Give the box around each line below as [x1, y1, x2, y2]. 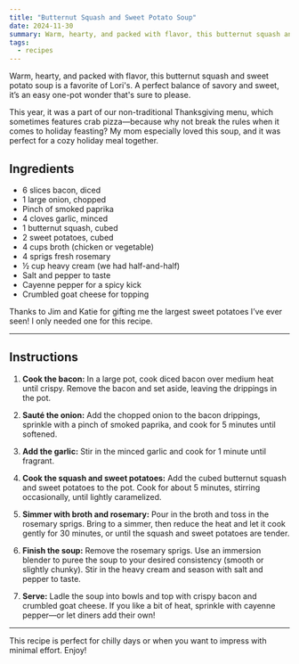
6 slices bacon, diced [21, 184, 101, 195]
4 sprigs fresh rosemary [21, 250, 111, 261]
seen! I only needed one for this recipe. [9, 316, 153, 326]
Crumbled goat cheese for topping [21, 289, 149, 299]
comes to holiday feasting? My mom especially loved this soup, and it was [9, 126, 281, 136]
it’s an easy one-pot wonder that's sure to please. [9, 90, 191, 101]
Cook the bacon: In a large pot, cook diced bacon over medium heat [21, 373, 274, 384]
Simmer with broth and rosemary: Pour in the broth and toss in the [21, 509, 270, 520]
